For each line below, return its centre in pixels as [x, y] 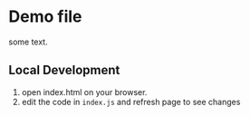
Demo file [45, 17]
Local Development [64, 70]
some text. [28, 42]
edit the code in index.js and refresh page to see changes [131, 101]
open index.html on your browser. [84, 92]
